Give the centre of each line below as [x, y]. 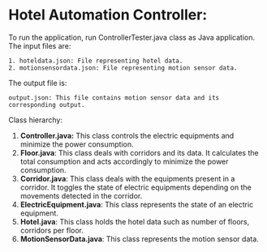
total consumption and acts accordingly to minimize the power [124, 161]
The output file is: [38, 83]
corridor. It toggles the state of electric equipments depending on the [136, 187]
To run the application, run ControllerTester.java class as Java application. [132, 37]
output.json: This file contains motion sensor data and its [114, 98]
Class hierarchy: [36, 120]
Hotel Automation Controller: [108, 15]
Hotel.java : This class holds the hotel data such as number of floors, [135, 221]
